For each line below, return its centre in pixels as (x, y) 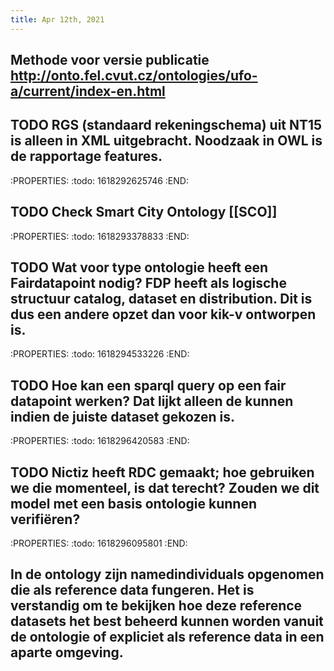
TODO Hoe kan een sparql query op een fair (148, 385)
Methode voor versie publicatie (110, 60)
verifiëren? (45, 519)
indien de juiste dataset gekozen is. (123, 416)
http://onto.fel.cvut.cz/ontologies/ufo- (134, 76)
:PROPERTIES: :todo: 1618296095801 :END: (99, 543)
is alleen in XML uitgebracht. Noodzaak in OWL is (166, 141)
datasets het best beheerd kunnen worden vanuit (167, 621)
